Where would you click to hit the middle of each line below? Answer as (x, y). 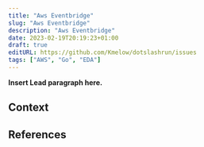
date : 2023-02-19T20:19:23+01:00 (64, 38)
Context (29, 108)
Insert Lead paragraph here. (56, 82)
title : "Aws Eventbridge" (51, 15)
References (37, 135)
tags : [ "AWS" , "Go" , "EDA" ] (55, 60)
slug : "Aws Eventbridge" (49, 23)
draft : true (28, 45)
